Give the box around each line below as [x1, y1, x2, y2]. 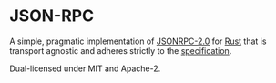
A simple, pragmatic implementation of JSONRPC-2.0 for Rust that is [9, 36, 267, 47]
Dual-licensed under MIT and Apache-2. [9, 63, 161, 74]
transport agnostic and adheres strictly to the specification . [9, 45, 232, 56]
